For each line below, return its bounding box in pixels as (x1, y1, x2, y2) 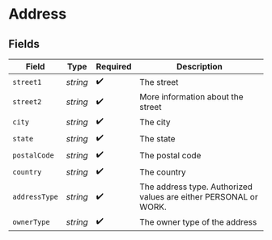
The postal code (139, 149, 202, 161)
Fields (8, 37, 40, 51)
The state (139, 133, 176, 144)
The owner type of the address (139, 216, 257, 227)
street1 (12, 78, 42, 86)
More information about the (139, 91, 244, 102)
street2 (12, 98, 42, 106)
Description (176, 61, 223, 72)
